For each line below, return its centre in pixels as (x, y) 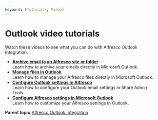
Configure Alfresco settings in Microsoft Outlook (63, 98)
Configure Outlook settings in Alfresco (52, 82)
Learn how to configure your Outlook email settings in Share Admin (79, 87)
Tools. (18, 92)
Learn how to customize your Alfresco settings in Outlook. (70, 103)
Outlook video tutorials (52, 33)
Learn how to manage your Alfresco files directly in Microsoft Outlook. (83, 77)
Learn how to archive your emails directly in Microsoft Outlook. (75, 67)
